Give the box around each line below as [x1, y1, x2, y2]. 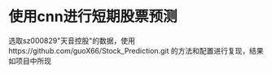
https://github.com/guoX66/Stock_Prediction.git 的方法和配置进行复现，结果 [8, 45, 264, 55]
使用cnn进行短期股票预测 [8, 7, 178, 26]
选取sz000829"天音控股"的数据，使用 [8, 36, 136, 45]
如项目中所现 [8, 56, 51, 66]
